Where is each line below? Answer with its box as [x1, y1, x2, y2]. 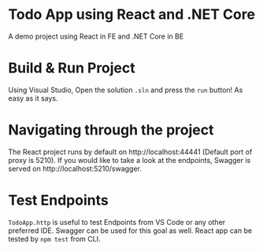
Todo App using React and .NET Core [8, 6, 256, 24]
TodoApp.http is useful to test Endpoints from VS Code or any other [8, 217, 226, 227]
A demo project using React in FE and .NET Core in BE [8, 31, 184, 41]
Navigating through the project [8, 121, 214, 139]
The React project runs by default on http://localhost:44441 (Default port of [8, 147, 253, 157]
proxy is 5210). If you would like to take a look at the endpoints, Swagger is [8, 155, 251, 164]
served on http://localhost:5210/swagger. [8, 164, 142, 173]
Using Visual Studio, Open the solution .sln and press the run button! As [8, 85, 243, 94]
